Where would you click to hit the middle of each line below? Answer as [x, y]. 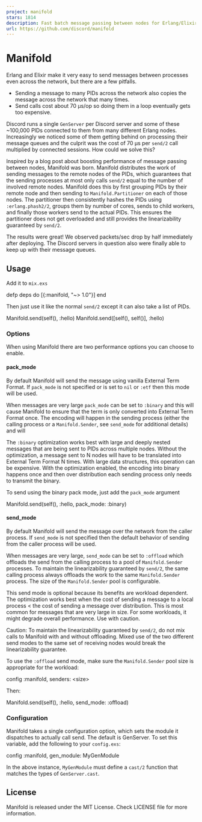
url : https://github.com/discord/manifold [60, 29]
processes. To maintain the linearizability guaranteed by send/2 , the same [97, 568]
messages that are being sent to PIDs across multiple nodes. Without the [96, 449]
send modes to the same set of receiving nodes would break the [86, 643]
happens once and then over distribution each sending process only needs [99, 474]
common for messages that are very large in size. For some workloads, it [96, 612]
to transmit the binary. [34, 481]
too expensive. [33, 113]
